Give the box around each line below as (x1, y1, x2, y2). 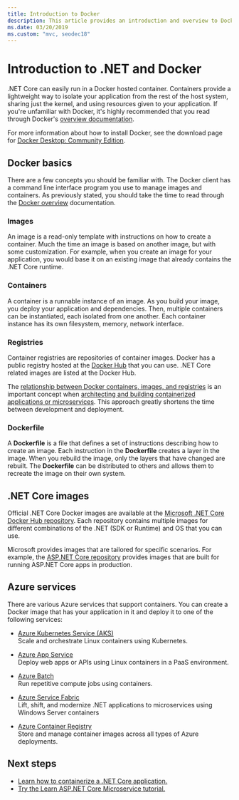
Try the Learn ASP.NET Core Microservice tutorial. (17, 784, 166, 793)
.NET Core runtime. (7, 263, 64, 271)
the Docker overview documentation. (7, 199, 116, 207)
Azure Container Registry (17, 722, 92, 730)
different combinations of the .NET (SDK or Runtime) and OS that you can (7, 524, 223, 532)
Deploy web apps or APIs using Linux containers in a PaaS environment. (17, 658, 229, 666)
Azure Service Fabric (17, 692, 80, 702)
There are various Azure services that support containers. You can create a (7, 600, 228, 608)
